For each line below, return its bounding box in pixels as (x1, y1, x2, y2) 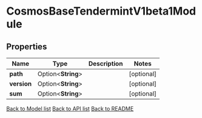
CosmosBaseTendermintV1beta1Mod (6, 4, 197, 18)
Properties (6, 41, 47, 52)
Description (88, 60, 123, 68)
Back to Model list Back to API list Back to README (6, 105, 134, 112)
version (9, 80, 32, 88)
